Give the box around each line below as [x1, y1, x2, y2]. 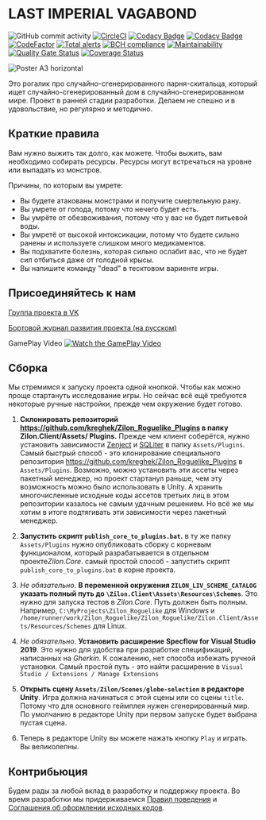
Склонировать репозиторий [19, 415, 119, 424]
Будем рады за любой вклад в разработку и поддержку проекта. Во [8, 786, 241, 795]
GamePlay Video [8, 338, 63, 348]
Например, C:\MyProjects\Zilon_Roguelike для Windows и [19, 605, 215, 616]
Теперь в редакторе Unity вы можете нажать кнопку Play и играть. [19, 733, 249, 743]
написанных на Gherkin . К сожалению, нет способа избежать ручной [19, 653, 256, 663]
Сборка [8, 361, 48, 374]
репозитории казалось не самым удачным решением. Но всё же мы [19, 499, 254, 509]
